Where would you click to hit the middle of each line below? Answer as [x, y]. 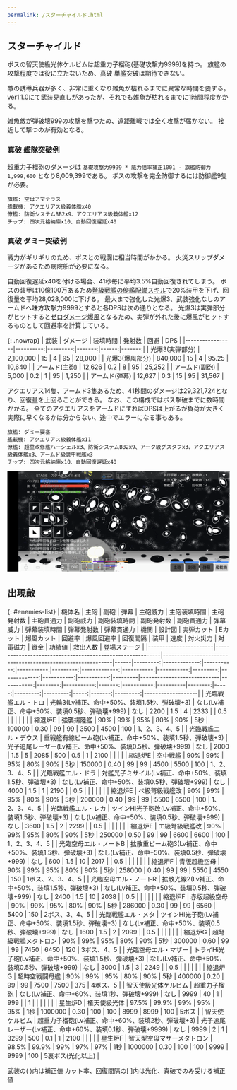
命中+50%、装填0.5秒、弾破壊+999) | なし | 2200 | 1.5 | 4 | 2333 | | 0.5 [123, 711]
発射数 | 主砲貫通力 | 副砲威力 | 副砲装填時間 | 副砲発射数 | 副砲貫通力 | [110, 620]
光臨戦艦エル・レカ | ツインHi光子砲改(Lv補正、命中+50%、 [138, 808]
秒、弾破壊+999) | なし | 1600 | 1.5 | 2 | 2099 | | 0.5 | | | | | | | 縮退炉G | [109, 932]
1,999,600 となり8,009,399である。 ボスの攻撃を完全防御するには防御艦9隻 [117, 175]
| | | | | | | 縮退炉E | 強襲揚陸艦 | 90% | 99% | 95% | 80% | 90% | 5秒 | [108, 720]
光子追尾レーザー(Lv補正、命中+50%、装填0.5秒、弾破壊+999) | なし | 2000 [118, 746]
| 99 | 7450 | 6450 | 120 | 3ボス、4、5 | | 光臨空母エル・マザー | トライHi [113, 949]
